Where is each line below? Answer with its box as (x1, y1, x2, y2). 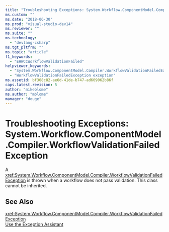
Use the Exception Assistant (5, 221, 64, 227)
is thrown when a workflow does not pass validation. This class (27, 177, 158, 184)
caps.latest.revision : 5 (5, 82, 57, 87)
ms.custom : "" (5, 12, 35, 17)
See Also (5, 197, 34, 206)
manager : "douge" (5, 96, 42, 101)
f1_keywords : (5, 54, 33, 59)
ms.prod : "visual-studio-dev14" (5, 21, 73, 27)
